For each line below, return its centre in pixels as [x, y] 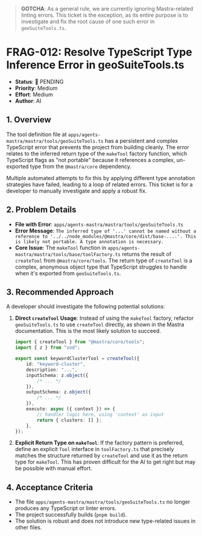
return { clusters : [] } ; [69, 420]
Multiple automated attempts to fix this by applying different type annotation [101, 178]
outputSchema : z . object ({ [59, 392]
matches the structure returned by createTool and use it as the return [101, 456]
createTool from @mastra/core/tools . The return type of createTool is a [104, 260]
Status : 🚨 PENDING [39, 81]
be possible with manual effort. [53, 469]
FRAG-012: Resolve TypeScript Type [99, 52]
